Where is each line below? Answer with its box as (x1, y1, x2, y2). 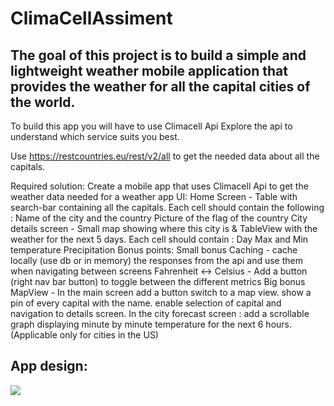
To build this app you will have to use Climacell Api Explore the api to (10, 120, 293, 132)
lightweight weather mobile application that (10, 62, 288, 79)
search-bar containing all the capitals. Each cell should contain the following (10, 202, 325, 213)
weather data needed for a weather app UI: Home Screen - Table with (10, 191, 298, 202)
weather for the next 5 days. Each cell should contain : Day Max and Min (10, 233, 309, 245)
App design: (10, 358, 88, 375)
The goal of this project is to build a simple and (10, 47, 307, 64)
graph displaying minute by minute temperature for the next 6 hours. (10, 318, 293, 330)
